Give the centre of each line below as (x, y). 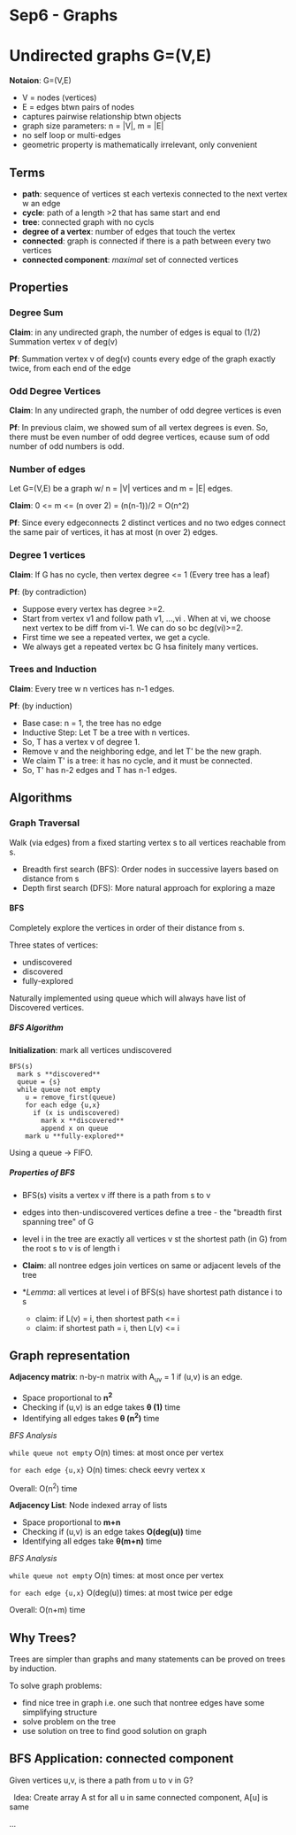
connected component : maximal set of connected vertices (130, 259)
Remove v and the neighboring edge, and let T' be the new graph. (142, 751)
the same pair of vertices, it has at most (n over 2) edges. (114, 532)
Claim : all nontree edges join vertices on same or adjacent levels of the (151, 1265)
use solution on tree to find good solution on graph (114, 1731)
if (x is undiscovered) (76, 1112)
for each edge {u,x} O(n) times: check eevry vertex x (107, 1469)
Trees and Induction (53, 670)
